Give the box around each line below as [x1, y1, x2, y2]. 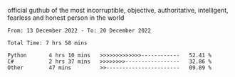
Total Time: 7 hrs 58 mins [7, 40, 88, 47]
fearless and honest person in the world [7, 13, 125, 22]
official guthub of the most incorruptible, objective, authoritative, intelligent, [7, 6, 229, 14]
